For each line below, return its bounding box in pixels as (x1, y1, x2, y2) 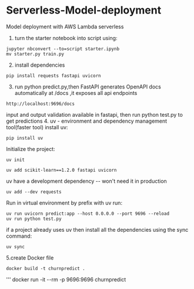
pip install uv (6, 135, 44, 141)
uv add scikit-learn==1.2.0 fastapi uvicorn (6, 167, 117, 173)
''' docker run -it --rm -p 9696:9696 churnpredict (6, 275, 126, 283)
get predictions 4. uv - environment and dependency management (6, 117, 168, 124)
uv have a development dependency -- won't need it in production (6, 178, 168, 185)
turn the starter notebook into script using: (14, 34, 118, 41)
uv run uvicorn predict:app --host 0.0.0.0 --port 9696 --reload (6, 211, 169, 216)
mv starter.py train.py (6, 51, 65, 57)
